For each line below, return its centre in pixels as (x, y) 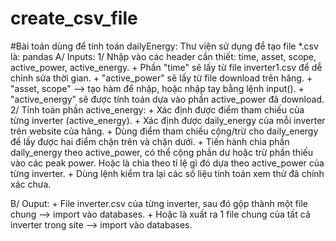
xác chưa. (31, 184)
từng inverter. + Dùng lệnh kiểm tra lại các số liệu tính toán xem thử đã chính (167, 173)
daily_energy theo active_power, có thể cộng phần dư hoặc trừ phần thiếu (161, 152)
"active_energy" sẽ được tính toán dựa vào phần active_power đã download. (167, 99)
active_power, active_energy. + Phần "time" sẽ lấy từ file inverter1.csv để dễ (166, 67)
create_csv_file (74, 18)
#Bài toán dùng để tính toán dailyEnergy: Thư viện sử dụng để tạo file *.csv (164, 46)
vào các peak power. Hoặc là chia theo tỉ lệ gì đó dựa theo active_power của (167, 163)
